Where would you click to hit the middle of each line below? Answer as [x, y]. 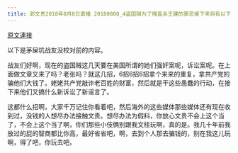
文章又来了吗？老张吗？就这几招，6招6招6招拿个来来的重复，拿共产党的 [125, 74]
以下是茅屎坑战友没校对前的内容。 [57, 50]
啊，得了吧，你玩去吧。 [41, 142]
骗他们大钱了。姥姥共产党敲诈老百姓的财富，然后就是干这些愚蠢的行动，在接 [119, 83]
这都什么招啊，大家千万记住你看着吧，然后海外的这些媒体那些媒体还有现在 [116, 106]
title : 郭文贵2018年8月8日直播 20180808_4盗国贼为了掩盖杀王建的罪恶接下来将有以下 [119, 14]
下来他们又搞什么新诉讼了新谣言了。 [60, 91]
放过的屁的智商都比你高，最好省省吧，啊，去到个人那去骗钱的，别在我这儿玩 [119, 133]
